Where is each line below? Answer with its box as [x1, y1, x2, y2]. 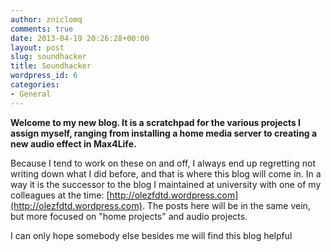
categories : [10, 80, 60, 90]
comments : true [10, 24, 74, 34]
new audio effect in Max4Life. [10, 137, 137, 150]
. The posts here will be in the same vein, [141, 199, 311, 211]
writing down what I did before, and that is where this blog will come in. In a [10, 167, 322, 180]
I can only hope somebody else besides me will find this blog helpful [10, 229, 293, 241]
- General [10, 89, 52, 99]
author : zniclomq [10, 14, 83, 25]
